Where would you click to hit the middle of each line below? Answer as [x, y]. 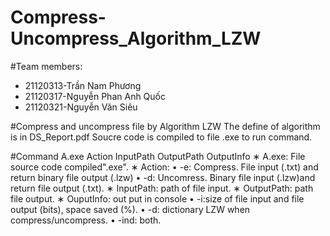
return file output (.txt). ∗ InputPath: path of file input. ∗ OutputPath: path [162, 188]
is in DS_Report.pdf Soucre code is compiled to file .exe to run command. [161, 137]
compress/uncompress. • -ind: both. [86, 220]
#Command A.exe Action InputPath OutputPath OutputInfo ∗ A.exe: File [158, 156]
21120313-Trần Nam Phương [83, 85]
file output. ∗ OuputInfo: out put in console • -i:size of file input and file [157, 198]
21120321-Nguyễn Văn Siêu [81, 107]
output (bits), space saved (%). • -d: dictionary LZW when [130, 209]
